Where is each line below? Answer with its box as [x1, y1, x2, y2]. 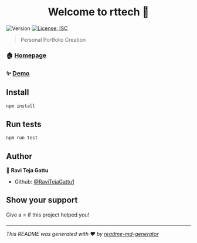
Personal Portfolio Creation [20, 36, 86, 43]
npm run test [6, 135, 38, 141]
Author [6, 151, 32, 161]
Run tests [6, 119, 42, 129]
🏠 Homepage [6, 51, 47, 59]
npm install [6, 103, 35, 109]
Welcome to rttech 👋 [47, 5, 150, 19]
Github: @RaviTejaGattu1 [14, 178, 74, 185]
